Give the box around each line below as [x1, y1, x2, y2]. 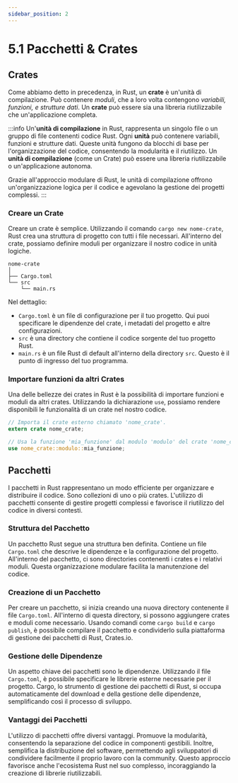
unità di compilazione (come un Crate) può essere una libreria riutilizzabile [8, 154, 227, 163]
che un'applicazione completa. [8, 110, 98, 119]
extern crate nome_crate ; [8, 425, 84, 433]
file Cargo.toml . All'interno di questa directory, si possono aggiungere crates [8, 611, 230, 619]
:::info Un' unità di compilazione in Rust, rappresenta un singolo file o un [8, 124, 218, 132]
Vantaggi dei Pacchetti [8, 715, 88, 725]
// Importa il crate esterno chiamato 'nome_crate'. [8, 419, 167, 426]
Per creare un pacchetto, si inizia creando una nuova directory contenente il [8, 603, 229, 612]
